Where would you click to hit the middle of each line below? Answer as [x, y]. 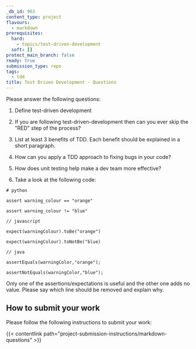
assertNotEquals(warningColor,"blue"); [55, 273]
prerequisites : [25, 33]
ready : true [21, 60]
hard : [18, 39]
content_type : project [34, 17]
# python [17, 191]
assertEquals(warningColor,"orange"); [53, 262]
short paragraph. [35, 145]
